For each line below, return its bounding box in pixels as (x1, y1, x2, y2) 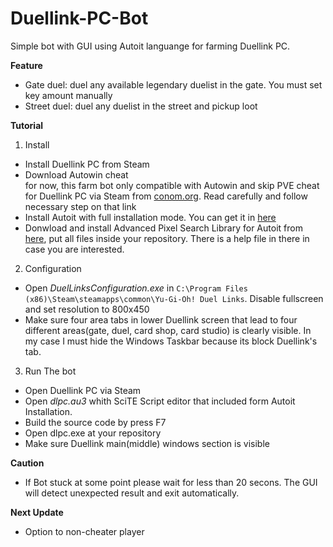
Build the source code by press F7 (24, 416, 167, 428)
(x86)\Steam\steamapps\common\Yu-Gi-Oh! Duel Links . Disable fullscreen (24, 292, 324, 304)
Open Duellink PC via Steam (24, 384, 142, 396)
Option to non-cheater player (24, 525, 145, 537)
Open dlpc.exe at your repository (24, 427, 162, 439)
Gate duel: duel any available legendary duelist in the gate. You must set (24, 78, 323, 91)
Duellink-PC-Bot (10, 7, 149, 30)
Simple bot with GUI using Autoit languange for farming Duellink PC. (10, 40, 291, 52)
